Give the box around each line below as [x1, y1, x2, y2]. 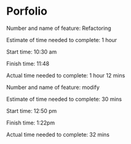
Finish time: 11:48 [6, 60, 50, 67]
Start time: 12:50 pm [6, 107, 57, 114]
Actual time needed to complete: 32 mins [6, 131, 110, 138]
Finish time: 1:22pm [6, 119, 55, 126]
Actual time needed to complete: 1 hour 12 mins [6, 71, 126, 79]
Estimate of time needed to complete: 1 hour [6, 36, 118, 43]
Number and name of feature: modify [6, 84, 100, 91]
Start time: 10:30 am [6, 48, 57, 56]
